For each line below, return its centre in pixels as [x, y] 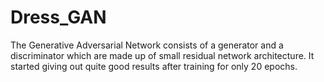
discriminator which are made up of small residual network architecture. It [162, 55]
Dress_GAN [58, 17]
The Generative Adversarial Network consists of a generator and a [147, 45]
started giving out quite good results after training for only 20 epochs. [154, 66]
